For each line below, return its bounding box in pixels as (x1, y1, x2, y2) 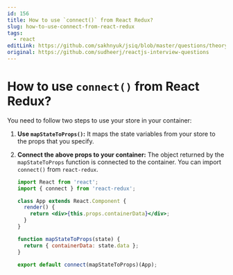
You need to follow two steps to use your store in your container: (7, 116, 192, 125)
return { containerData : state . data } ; (24, 242, 139, 249)
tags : (7, 29, 23, 37)
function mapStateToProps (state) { (17, 236, 121, 242)
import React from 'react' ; (17, 178, 98, 186)
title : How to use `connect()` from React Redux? (7, 17, 154, 24)
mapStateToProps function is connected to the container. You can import (17, 157, 222, 166)
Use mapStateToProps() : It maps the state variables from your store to (17, 130, 216, 138)
